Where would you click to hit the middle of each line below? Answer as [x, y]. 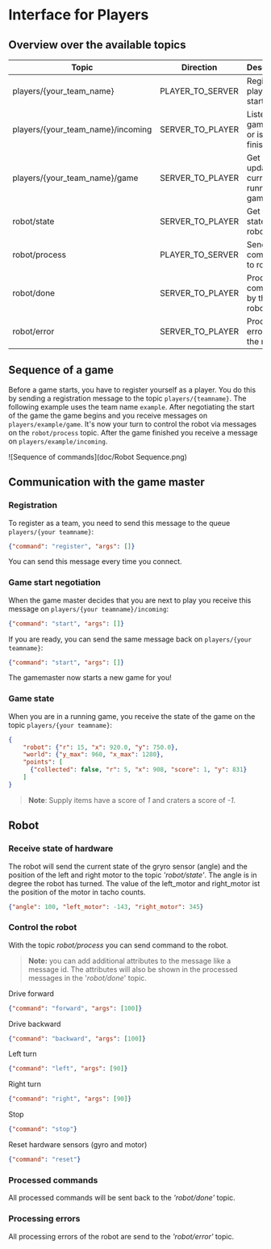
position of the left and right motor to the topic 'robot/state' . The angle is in [133, 875]
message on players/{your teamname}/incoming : [89, 608]
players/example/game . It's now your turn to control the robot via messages [132, 424]
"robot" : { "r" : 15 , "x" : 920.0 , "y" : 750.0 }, [101, 747]
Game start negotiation [54, 582]
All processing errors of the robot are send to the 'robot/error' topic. [121, 1236]
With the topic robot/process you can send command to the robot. [118, 945]
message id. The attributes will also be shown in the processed [133, 969]
